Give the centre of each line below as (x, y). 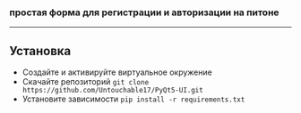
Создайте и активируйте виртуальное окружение (117, 72)
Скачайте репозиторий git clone (86, 82)
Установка (40, 51)
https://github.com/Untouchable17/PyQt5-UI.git (112, 91)
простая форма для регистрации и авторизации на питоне (144, 12)
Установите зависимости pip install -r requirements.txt (133, 99)
